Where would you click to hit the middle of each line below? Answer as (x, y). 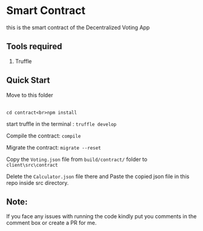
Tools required (34, 47)
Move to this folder (30, 95)
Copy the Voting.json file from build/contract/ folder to (77, 159)
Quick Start (28, 81)
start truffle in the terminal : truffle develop (62, 124)
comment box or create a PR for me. (52, 223)
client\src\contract (32, 165)
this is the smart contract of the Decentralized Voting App (78, 27)
